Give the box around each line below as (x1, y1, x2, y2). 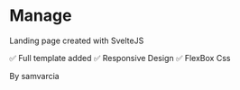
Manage (9, 5, 72, 26)
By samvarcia (9, 70, 60, 81)
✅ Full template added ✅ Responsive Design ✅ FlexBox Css (9, 52, 231, 63)
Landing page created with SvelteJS (9, 35, 144, 46)
